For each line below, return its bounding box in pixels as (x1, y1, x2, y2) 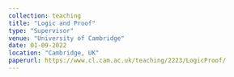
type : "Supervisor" (8, 26, 74, 34)
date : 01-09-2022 (8, 42, 67, 50)
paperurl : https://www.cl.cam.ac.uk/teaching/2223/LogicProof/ (8, 57, 227, 65)
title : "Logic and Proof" (8, 19, 96, 27)
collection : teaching (8, 11, 82, 20)
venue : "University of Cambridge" (8, 34, 126, 43)
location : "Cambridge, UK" (8, 49, 100, 57)
